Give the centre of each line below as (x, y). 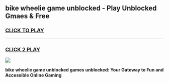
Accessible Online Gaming (33, 75)
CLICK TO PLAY (25, 31)
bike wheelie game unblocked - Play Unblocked (81, 8)
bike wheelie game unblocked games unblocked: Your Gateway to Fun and (84, 69)
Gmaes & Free (27, 16)
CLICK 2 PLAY (23, 49)
